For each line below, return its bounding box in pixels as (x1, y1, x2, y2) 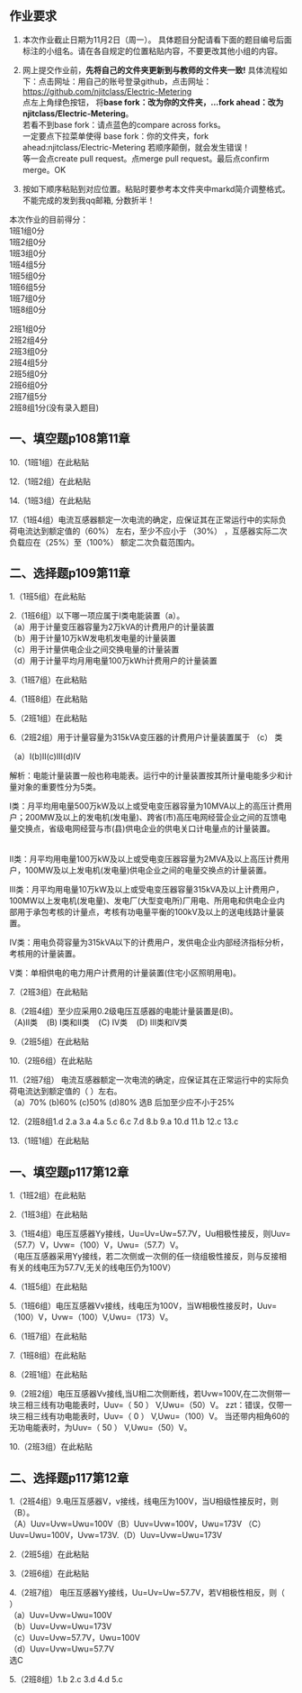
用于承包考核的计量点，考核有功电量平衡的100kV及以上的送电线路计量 (16, 907, 277, 918)
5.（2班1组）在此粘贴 (9, 713, 88, 724)
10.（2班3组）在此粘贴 (9, 1441, 93, 1452)
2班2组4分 (9, 334, 49, 345)
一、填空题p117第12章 (9, 1164, 129, 1179)
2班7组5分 (9, 390, 48, 401)
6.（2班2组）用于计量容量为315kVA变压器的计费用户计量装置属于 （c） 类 (9, 732, 283, 743)
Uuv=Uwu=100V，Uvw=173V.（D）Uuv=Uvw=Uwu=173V (9, 1530, 223, 1541)
